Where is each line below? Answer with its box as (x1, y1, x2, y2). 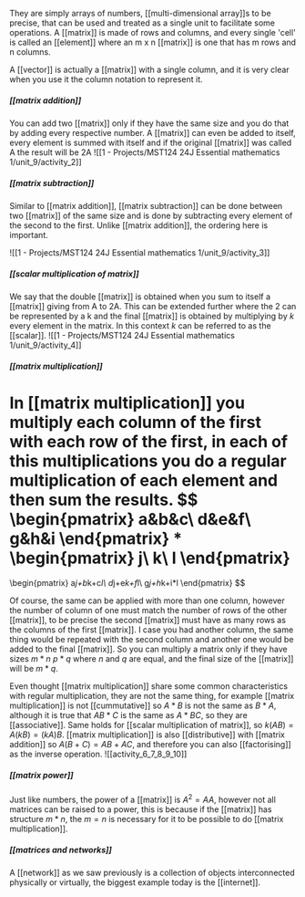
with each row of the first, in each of (9, 431, 289, 452)
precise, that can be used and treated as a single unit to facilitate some (9, 17, 276, 28)
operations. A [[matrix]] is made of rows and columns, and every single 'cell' (9, 27, 296, 37)
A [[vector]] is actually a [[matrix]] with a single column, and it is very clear (9, 64, 290, 75)
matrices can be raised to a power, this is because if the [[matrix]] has (9, 804, 272, 815)
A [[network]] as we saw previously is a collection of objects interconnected (9, 867, 295, 879)
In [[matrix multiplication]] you (9, 392, 246, 413)
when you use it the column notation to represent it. (9, 74, 203, 85)
